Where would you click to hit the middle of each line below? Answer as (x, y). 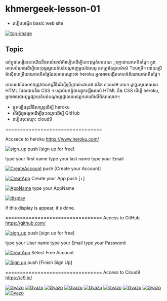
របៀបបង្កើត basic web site (38, 23)
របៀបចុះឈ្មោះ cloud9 (32, 119)
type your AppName (53, 188)
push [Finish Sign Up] (50, 262)
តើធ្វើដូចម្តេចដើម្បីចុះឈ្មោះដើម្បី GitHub (46, 113)
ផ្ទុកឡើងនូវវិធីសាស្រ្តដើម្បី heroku (41, 107)
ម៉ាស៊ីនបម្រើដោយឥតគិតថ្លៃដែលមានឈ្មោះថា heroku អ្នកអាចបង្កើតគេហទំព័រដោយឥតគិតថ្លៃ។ (83, 74)
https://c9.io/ (19, 278)
